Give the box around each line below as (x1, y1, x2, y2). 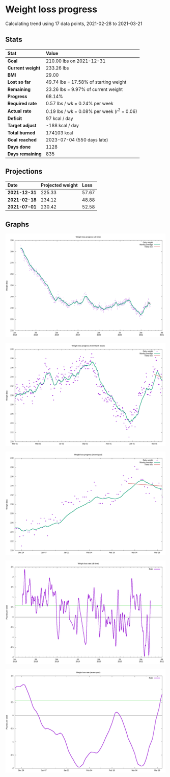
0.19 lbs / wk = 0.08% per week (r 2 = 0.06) (45, 107, 137, 114)
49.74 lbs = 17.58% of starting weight (45, 79, 127, 85)
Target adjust (7, 123, 37, 129)
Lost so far (7, 79, 31, 85)
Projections (5, 167, 43, 176)
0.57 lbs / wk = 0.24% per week (45, 101, 114, 106)
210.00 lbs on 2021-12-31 (45, 58, 106, 64)
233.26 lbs (45, 65, 69, 71)
